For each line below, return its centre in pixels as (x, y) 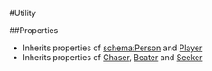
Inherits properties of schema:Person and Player (112, 48)
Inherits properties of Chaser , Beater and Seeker (112, 57)
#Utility (23, 13)
